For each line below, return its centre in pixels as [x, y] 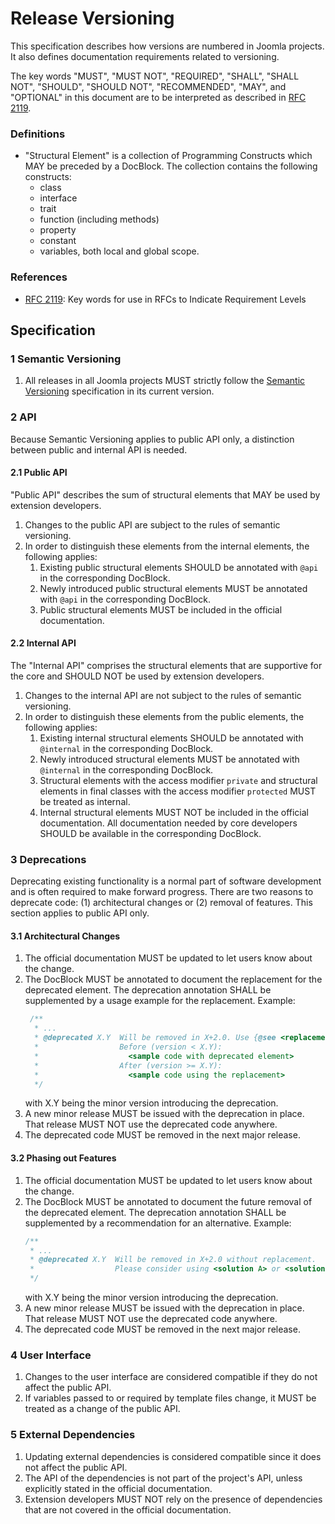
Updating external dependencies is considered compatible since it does [173, 1456]
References [39, 277]
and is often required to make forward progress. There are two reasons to [162, 892]
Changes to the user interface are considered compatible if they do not [171, 1377]
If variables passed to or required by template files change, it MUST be [170, 1398]
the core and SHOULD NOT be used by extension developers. [137, 676]
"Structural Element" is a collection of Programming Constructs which [168, 156]
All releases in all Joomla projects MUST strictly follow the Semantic [165, 381]
